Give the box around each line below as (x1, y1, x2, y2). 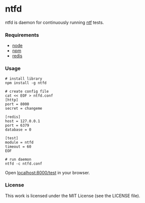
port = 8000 (5, 101, 29, 106)
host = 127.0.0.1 (5, 118, 40, 123)
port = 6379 (5, 123, 29, 128)
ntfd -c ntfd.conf (5, 161, 42, 166)
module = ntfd (5, 140, 34, 145)
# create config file (5, 89, 49, 94)
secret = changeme (5, 106, 42, 111)
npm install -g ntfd (5, 80, 47, 85)
